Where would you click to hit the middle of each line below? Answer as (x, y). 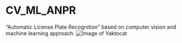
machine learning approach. (40, 33)
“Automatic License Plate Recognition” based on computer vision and (91, 27)
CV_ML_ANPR (41, 10)
